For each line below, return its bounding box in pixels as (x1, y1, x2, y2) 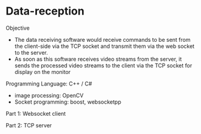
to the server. (14, 49, 48, 56)
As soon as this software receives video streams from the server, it (14, 55, 182, 62)
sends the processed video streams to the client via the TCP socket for (14, 62, 192, 69)
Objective (5, 24, 30, 32)
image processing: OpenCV (14, 92, 84, 99)
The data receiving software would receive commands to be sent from (14, 36, 191, 43)
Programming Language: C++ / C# (5, 80, 92, 87)
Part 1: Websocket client (5, 110, 66, 117)
